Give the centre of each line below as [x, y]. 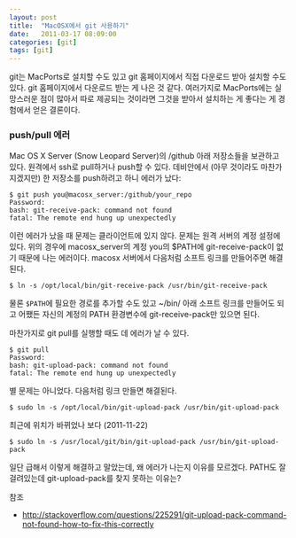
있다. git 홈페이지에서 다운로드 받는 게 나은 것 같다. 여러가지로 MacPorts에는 [141, 88]
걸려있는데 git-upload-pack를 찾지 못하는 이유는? [95, 479]
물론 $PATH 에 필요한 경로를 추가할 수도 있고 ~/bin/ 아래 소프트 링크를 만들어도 [142, 303]
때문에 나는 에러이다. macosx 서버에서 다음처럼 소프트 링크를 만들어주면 [143, 258]
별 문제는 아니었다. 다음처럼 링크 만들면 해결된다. [93, 391]
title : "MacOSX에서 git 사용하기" [69, 26]
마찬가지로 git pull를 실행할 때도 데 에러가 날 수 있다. [99, 333]
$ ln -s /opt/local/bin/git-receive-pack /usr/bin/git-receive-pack [138, 286]
